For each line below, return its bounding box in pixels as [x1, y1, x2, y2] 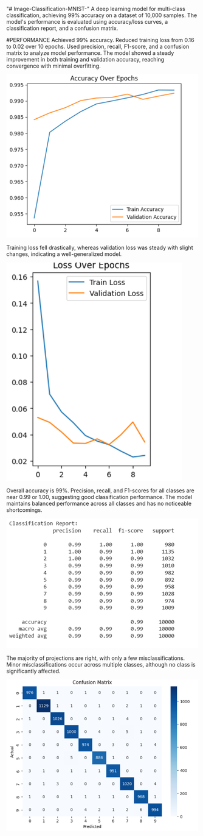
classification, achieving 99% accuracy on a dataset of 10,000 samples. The [6, 12, 198, 19]
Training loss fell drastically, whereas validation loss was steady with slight [6, 244, 193, 251]
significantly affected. [6, 667, 61, 675]
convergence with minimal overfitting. [6, 62, 101, 69]
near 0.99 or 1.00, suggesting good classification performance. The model [6, 493, 193, 500]
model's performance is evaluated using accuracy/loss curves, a [6, 18, 168, 25]
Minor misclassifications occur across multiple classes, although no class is [6, 661, 196, 668]
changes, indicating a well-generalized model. [6, 250, 122, 258]
